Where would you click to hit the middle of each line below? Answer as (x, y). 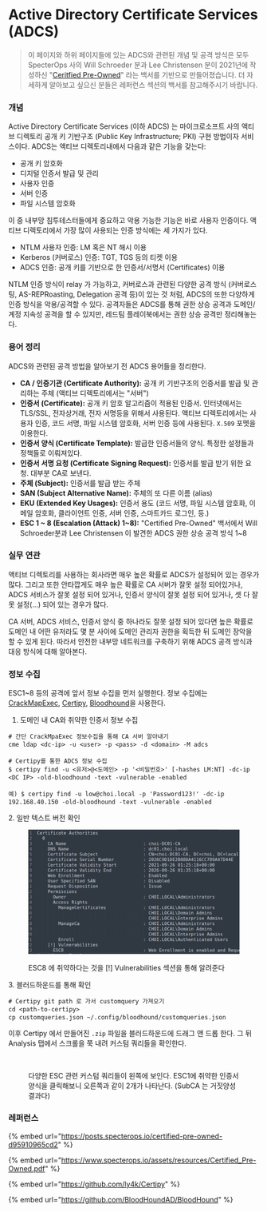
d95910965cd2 (33, 1144)
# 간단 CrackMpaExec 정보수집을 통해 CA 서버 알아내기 (88, 737)
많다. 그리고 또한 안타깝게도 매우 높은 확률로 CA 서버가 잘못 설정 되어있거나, (126, 584)
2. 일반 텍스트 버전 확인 (45, 818)
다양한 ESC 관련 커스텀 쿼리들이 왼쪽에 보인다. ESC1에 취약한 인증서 (133, 1075)
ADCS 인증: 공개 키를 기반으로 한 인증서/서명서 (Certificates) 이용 (122, 267)
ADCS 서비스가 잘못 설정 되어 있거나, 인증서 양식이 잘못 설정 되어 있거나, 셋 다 (129, 594)
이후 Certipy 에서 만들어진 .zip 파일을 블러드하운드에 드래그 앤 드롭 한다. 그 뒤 (130, 1033)
